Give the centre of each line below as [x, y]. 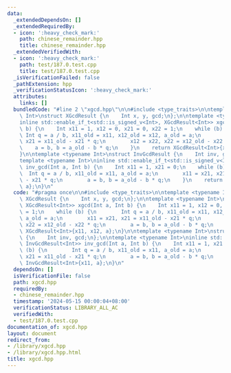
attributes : [31, 97]
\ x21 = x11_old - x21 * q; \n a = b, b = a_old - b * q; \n [117, 257]
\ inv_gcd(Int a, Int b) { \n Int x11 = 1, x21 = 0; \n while [117, 167]
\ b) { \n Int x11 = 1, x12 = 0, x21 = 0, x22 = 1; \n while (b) [121, 129]
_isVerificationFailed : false [56, 77]
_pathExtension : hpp [43, 84]
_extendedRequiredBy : [44, 26]
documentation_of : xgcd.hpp [47, 327]
